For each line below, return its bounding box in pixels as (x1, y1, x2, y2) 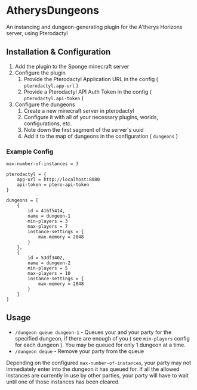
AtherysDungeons (6, 4, 100, 17)
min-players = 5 (27, 265, 68, 271)
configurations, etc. (23, 120, 72, 127)
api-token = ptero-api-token (17, 182, 90, 188)
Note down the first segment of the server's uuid (23, 126, 144, 133)
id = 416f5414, (27, 208, 66, 214)
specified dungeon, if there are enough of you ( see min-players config (14, 335, 190, 342)
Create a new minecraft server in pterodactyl (23, 107, 134, 114)
